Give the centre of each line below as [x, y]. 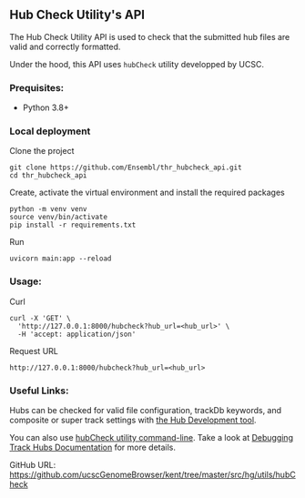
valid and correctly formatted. [65, 46]
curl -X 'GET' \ [40, 318]
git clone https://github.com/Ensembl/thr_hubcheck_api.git [126, 168]
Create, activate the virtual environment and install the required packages [147, 193]
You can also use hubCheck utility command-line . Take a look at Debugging [152, 437]
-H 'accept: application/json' [77, 334]
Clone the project [42, 151]
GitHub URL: [33, 465]
